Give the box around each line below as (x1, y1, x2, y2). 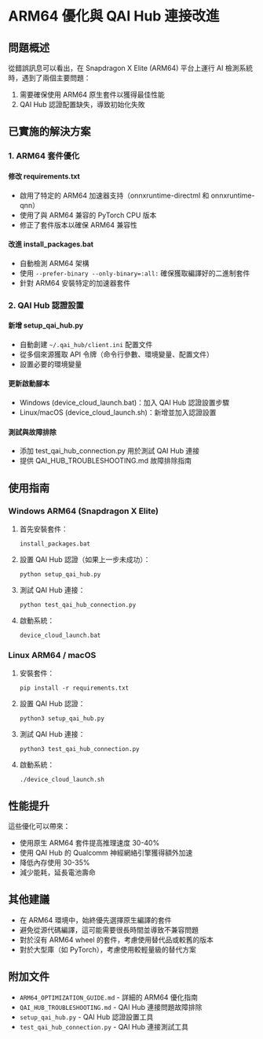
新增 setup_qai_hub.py (8, 320, 84, 331)
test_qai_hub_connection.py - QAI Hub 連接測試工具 (19, 1022, 189, 1031)
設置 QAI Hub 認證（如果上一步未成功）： (19, 554, 151, 564)
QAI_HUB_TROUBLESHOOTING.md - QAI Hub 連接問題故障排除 (19, 1002, 203, 1011)
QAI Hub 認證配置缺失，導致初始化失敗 (19, 100, 145, 109)
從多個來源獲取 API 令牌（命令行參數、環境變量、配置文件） (19, 349, 214, 359)
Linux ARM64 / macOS (8, 649, 97, 660)
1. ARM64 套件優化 (8, 150, 80, 161)
